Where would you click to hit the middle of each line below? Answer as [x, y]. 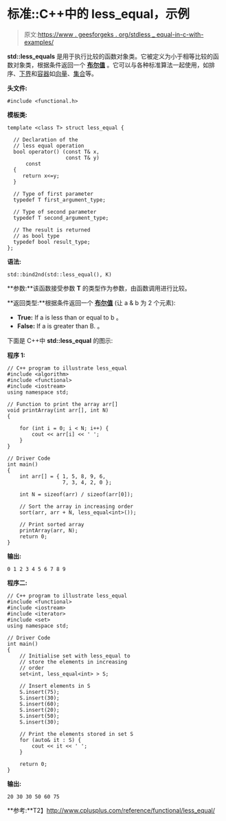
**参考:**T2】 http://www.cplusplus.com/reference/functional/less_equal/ [111, 810]
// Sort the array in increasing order [77, 506]
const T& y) [82, 158]
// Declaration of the [46, 139]
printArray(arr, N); [49, 530]
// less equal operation [49, 146]
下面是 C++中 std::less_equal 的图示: [60, 340]
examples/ [38, 42]
